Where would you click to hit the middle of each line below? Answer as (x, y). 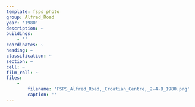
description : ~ (25, 28)
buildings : (20, 34)
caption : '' (43, 95)
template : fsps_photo (33, 12)
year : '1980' (22, 23)
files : (14, 78)
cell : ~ (16, 67)
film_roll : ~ (22, 73)
